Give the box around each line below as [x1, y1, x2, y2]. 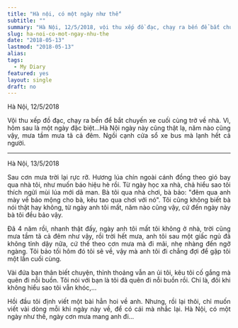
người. [7, 139, 26, 148]
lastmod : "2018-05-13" [7, 43, 74, 50]
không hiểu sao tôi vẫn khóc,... [7, 283, 97, 292]
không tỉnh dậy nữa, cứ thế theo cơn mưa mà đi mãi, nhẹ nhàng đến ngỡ [7, 239, 231, 248]
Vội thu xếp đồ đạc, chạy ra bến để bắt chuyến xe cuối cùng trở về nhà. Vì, [7, 116, 231, 125]
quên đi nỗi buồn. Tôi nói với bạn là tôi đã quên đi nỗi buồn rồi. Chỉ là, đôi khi [7, 276, 231, 285]
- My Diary [13, 63, 46, 70]
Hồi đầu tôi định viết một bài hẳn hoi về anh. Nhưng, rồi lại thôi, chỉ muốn [7, 297, 231, 306]
